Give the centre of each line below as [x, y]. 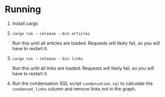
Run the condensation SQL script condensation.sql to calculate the [82, 83]
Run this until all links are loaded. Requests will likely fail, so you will [83, 68]
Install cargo [25, 23]
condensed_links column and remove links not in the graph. [74, 89]
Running [23, 9]
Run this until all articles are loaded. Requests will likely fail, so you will [86, 43]
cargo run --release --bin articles [51, 34]
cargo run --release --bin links [48, 59]
